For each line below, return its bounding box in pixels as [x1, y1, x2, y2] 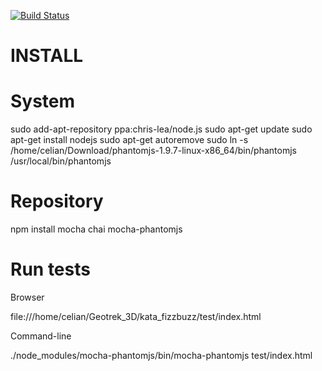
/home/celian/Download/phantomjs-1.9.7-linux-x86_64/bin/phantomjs [10, 145, 297, 157]
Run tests [10, 258, 91, 281]
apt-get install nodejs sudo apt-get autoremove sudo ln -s [10, 134, 249, 146]
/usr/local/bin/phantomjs [10, 155, 112, 167]
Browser [10, 291, 45, 303]
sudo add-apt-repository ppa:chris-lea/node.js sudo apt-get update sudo [10, 123, 313, 135]
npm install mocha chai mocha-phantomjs [10, 223, 183, 235]
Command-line [10, 330, 72, 342]
